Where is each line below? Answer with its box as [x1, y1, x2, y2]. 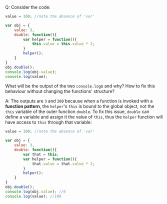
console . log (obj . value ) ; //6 [5, 189, 66, 194]
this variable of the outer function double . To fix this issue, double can [5, 108, 149, 114]
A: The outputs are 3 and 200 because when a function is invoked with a [5, 98, 153, 104]
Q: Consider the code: [5, 4, 51, 10]
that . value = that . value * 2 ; [31, 161, 95, 166]
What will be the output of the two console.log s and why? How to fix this [5, 83, 155, 89]
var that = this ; [23, 152, 59, 157]
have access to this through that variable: [5, 119, 92, 125]
